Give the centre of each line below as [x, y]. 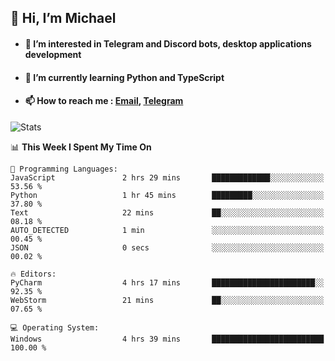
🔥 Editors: [33, 274]
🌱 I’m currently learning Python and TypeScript [124, 77]
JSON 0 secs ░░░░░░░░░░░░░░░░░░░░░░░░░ [167, 247]
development [53, 54]
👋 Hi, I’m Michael [63, 18]
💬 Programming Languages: [64, 169]
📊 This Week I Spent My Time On [81, 147]
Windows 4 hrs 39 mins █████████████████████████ [167, 339]
